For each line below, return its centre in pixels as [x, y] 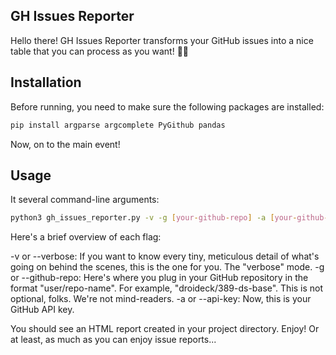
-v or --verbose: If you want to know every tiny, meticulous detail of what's [165, 256]
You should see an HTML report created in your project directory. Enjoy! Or [165, 329]
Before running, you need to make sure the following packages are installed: [167, 106]
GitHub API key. [42, 310]
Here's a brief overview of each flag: [86, 237]
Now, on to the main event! [65, 144]
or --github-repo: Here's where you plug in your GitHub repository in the [159, 278]
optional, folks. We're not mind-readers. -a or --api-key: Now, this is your [161, 299]
